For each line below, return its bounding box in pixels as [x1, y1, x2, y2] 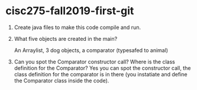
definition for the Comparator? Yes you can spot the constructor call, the [14, 64, 191, 72]
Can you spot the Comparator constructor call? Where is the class [14, 58, 175, 65]
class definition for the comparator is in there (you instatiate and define [14, 70, 188, 78]
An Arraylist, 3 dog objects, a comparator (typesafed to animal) [14, 46, 169, 54]
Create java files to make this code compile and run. [14, 24, 141, 31]
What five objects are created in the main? [14, 35, 118, 42]
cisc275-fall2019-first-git [5, 4, 134, 18]
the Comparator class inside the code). [14, 77, 109, 84]
